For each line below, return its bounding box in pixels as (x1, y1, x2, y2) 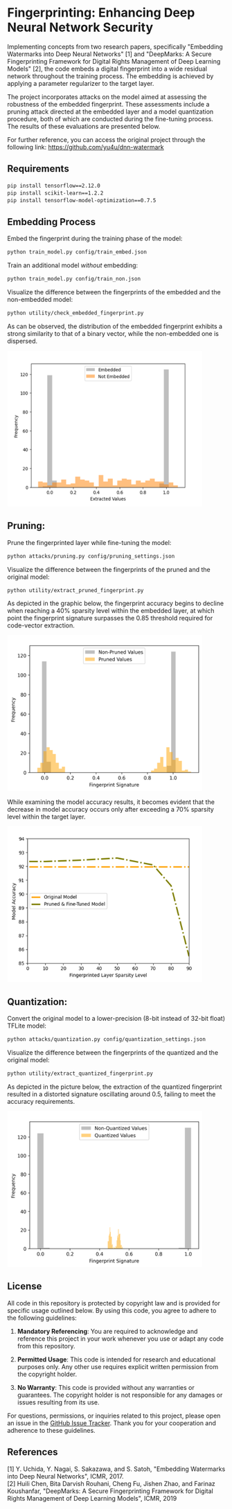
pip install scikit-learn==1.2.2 (7, 189, 104, 197)
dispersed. (7, 337, 38, 345)
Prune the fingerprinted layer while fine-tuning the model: (7, 538, 172, 546)
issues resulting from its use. (17, 1398, 100, 1407)
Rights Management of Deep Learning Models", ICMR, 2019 (7, 1494, 177, 1502)
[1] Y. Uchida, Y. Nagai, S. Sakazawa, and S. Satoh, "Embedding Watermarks (7, 1465, 226, 1473)
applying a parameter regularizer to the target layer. (7, 79, 154, 87)
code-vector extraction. (7, 621, 75, 630)
